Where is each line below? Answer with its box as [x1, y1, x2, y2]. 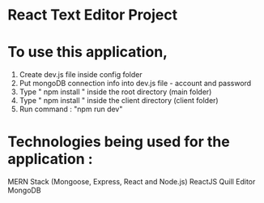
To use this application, [7, 43, 168, 62]
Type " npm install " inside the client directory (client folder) [19, 96, 219, 106]
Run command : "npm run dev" [19, 104, 123, 114]
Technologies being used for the [7, 132, 230, 151]
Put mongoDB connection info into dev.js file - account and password [19, 79, 252, 89]
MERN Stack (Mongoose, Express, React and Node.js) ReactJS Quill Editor [7, 177, 256, 187]
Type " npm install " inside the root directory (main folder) [19, 87, 212, 97]
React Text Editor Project [7, 6, 178, 24]
